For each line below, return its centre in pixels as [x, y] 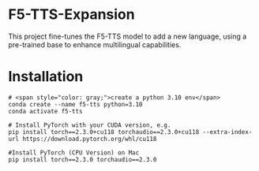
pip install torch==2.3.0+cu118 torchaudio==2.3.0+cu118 [104, 132]
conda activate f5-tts [45, 111]
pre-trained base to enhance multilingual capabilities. [95, 44]
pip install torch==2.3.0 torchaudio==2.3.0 [83, 159]
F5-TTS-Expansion [72, 15]
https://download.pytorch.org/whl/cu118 [90, 139]
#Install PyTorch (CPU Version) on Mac [74, 152]
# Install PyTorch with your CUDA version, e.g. [90, 125]
